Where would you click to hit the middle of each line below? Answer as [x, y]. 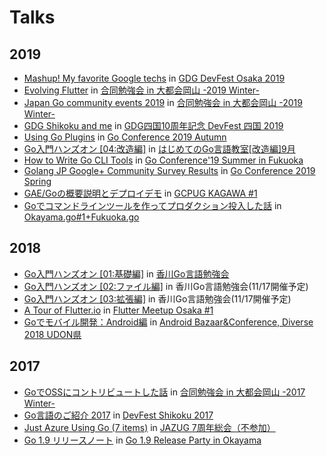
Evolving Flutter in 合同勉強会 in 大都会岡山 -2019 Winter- [142, 90]
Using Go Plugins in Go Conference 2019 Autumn [125, 137]
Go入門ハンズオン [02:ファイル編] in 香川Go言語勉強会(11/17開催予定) [166, 286]
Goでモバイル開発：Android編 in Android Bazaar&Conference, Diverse [168, 322]
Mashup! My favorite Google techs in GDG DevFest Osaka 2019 [154, 78]
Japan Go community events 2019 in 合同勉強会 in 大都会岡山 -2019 [163, 102]
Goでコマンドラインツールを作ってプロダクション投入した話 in [152, 205]
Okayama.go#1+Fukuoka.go [81, 217]
